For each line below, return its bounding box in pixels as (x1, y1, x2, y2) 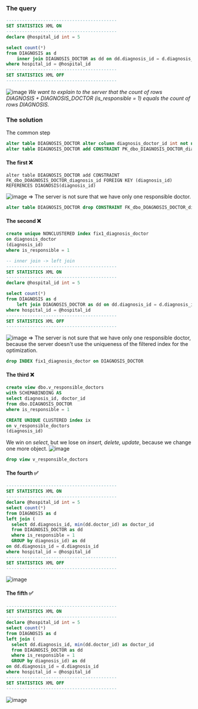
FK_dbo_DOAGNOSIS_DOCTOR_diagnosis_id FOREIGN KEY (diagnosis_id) (6, 177, 173, 184)
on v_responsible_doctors (6, 423, 70, 429)
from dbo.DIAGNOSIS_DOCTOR (6, 401, 72, 407)
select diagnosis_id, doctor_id (6, 396, 85, 402)
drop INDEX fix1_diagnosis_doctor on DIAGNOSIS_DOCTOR (6, 358, 144, 364)
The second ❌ (6, 217, 41, 224)
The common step (6, 129, 51, 137)
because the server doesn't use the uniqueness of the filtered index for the (6, 341, 189, 348)
